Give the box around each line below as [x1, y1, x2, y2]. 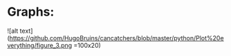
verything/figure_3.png [7, 41, 73, 49]
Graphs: [7, 4, 55, 20]
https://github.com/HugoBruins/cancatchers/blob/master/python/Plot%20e [9, 33, 224, 42]
